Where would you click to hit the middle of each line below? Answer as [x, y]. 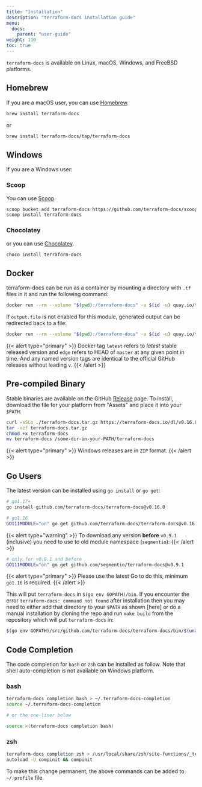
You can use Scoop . [31, 198]
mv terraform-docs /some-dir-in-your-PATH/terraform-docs [80, 439]
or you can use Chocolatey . [40, 243]
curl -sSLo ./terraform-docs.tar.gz [52, 422]
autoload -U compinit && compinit [50, 760]
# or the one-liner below [38, 715]
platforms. [19, 69]
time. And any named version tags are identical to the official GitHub [91, 359]
